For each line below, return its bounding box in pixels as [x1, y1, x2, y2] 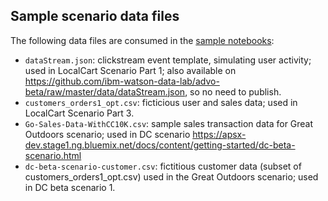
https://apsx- [192, 128, 247, 140]
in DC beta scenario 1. [24, 181, 116, 193]
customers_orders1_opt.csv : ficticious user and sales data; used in [24, 96, 298, 108]
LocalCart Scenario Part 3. [24, 107, 135, 119]
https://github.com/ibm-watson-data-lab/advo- [24, 75, 220, 87]
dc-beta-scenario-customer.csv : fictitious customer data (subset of [24, 160, 302, 172]
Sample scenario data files [10, 8, 180, 25]
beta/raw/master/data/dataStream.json [24, 85, 186, 98]
